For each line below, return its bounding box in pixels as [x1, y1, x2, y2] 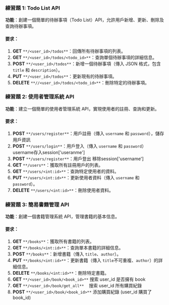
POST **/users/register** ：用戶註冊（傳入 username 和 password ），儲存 [12, 130, 164, 136]
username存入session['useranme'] [12, 149, 85, 155]
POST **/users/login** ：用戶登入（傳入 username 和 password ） [12, 143, 146, 149]
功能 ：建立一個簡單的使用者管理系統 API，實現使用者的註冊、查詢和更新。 [5, 106, 160, 112]
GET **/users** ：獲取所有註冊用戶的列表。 [12, 162, 103, 168]
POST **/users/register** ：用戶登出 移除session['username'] [12, 156, 144, 162]
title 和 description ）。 [12, 67, 63, 73]
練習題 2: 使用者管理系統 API [5, 93, 75, 100]
